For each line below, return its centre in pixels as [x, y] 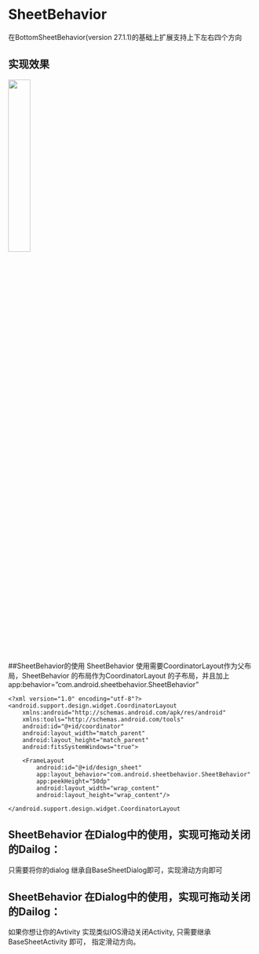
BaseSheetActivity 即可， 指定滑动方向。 [74, 942]
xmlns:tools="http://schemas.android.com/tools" [103, 719]
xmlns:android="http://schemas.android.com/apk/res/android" [124, 712]
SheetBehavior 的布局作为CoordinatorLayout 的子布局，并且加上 [126, 675]
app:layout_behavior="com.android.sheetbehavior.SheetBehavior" [144, 774]
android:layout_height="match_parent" [86, 740]
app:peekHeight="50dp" [73, 781]
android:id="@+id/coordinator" [73, 726]
